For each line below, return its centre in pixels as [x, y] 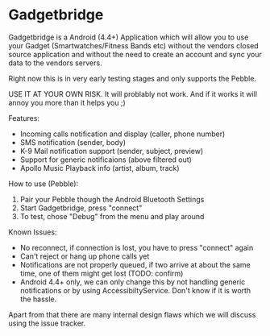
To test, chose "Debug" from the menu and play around [112, 216]
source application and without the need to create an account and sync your [135, 54]
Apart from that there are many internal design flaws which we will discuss [132, 314]
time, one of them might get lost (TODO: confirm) [102, 273]
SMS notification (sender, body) [73, 142]
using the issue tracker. [47, 323]
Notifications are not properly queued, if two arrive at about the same [135, 264]
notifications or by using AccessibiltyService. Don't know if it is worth [135, 290]
